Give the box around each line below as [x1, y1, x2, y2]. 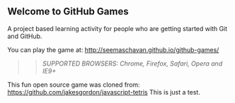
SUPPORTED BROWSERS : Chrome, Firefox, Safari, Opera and [42, 59, 223, 68]
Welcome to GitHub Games [7, 6, 129, 18]
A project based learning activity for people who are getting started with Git [7, 24, 228, 32]
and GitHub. [7, 32, 42, 40]
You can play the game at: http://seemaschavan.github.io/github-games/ [7, 45, 219, 54]
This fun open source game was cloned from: [7, 80, 140, 89]
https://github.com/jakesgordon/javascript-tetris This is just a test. [7, 87, 200, 96]
